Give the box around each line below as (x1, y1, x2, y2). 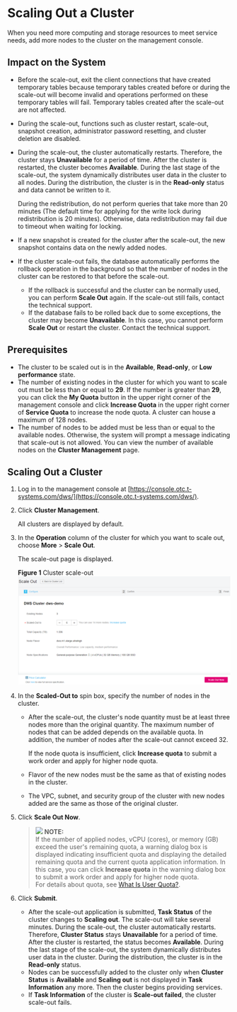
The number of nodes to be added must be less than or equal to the (17, 423, 216, 432)
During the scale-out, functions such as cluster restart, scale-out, (17, 119, 209, 128)
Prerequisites (7, 344, 68, 356)
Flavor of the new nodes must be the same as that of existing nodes (28, 770, 226, 779)
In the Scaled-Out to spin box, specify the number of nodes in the (17, 692, 211, 700)
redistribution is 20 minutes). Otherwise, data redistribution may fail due (17, 214, 228, 223)
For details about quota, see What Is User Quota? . (35, 880, 181, 889)
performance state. (17, 370, 76, 378)
